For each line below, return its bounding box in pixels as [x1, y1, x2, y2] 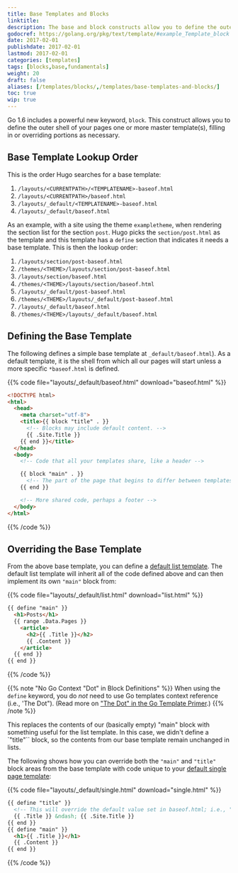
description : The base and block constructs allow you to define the [7, 23, 217, 31]
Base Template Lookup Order [7, 151, 139, 163]
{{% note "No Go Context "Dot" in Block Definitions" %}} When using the [7, 684, 221, 693]
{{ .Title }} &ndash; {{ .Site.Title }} [13, 813, 135, 820]
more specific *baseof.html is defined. [7, 364, 120, 373]
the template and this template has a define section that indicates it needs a [7, 235, 229, 244]
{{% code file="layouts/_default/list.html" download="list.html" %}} [7, 591, 204, 600]
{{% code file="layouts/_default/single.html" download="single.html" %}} [7, 786, 222, 794]
